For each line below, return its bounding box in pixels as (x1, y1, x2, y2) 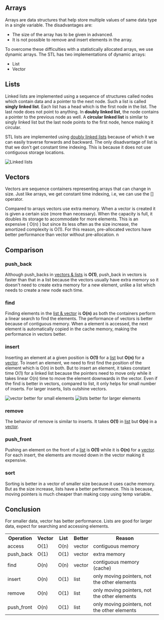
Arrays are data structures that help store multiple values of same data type (5, 17, 157, 22)
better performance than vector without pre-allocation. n (5, 232, 119, 237)
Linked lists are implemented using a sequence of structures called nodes (5, 93, 154, 99)
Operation (8, 535, 32, 542)
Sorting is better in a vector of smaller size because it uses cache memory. (5, 481, 156, 487)
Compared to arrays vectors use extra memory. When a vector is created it (5, 206, 156, 212)
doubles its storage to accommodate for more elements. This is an (5, 216, 139, 222)
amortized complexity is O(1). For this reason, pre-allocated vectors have (5, 227, 151, 233)
